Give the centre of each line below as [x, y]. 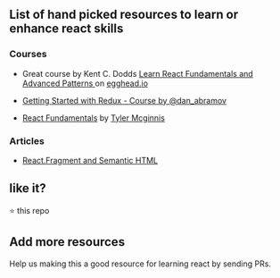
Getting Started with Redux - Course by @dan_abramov [124, 100]
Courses [28, 55]
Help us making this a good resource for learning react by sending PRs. [140, 264]
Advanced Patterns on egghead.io [85, 83]
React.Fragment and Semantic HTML [90, 160]
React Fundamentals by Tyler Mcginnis [93, 118]
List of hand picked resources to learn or [124, 15]
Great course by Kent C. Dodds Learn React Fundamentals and [138, 73]
